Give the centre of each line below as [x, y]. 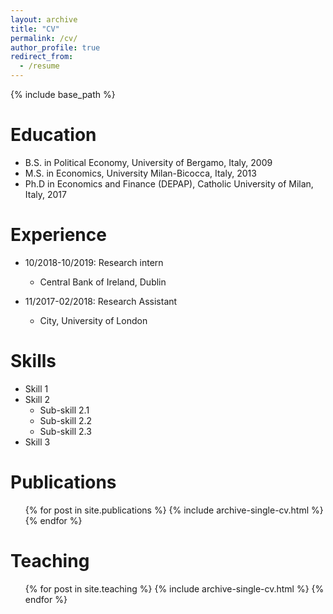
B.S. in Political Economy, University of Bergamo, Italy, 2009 [148, 162]
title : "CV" [35, 29]
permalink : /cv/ [44, 38]
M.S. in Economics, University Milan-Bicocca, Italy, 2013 [140, 173]
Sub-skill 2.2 [66, 420]
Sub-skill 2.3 [65, 431]
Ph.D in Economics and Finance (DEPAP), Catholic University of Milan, [169, 183]
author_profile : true [55, 47]
